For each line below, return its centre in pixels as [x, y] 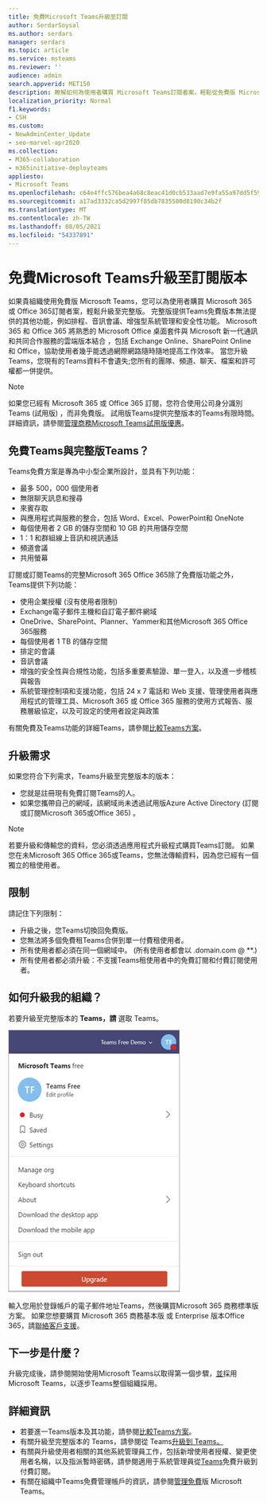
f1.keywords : [30, 109]
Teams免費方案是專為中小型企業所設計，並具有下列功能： [103, 471]
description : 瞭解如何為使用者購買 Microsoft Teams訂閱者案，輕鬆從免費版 [122, 92]
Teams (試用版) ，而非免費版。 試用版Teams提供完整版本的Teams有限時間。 [133, 413]
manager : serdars [37, 42]
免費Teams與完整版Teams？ [79, 451]
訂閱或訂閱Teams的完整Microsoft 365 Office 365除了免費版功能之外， [123, 575]
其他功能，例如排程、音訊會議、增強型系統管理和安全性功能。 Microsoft [139, 321]
